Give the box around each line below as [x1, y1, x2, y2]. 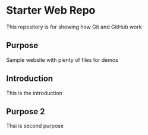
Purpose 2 [6, 106, 45, 117]
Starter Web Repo [6, 4, 96, 17]
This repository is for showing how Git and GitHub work [6, 23, 142, 30]
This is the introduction [6, 89, 62, 96]
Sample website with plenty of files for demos [6, 56, 119, 63]
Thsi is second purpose [6, 123, 64, 130]
